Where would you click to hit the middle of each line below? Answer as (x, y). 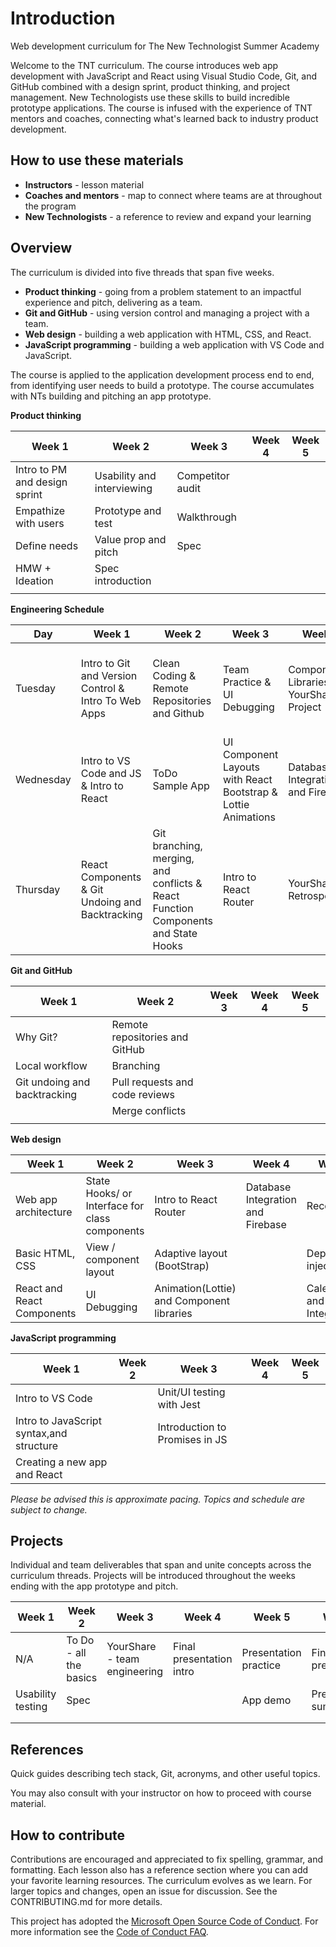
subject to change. (49, 1509)
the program (50, 206)
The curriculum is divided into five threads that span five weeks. (142, 272)
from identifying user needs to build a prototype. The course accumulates (162, 385)
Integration (271, 1199)
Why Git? (36, 1037)
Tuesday (35, 688)
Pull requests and (152, 1082)
